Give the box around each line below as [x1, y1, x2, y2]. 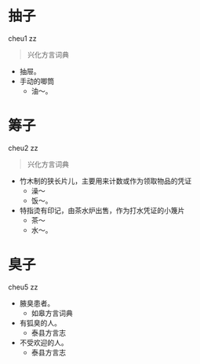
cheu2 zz [8, 143, 38, 153]
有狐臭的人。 [19, 318, 61, 327]
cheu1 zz [8, 33, 37, 43]
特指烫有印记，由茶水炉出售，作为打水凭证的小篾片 [19, 205, 185, 215]
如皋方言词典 [31, 308, 73, 318]
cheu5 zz [8, 282, 38, 292]
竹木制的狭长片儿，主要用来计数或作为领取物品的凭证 [19, 176, 192, 186]
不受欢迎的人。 [19, 337, 68, 347]
